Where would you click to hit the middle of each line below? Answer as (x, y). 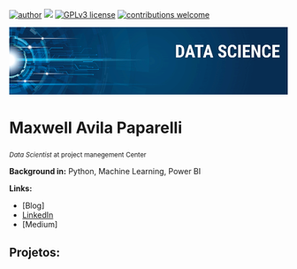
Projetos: (34, 252)
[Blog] (33, 206)
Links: (21, 188)
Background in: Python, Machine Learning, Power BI (105, 172)
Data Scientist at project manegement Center (78, 155)
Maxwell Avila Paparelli (96, 127)
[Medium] (40, 225)
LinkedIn (38, 215)
